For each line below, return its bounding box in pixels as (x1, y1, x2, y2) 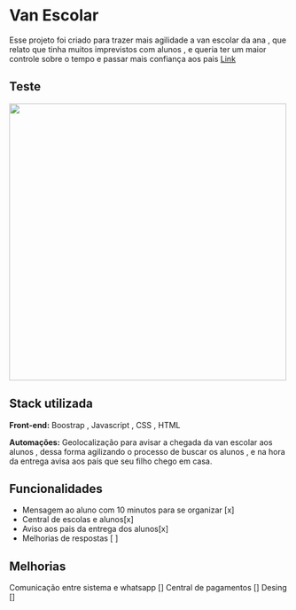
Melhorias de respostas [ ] (21, 533, 119, 544)
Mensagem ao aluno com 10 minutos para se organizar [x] (21, 504, 235, 515)
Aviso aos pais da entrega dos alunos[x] (21, 524, 169, 535)
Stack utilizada (9, 396, 93, 411)
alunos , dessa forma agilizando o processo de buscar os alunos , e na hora (9, 446, 285, 457)
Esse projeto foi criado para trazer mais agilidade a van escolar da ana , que (9, 35, 286, 45)
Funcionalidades (9, 481, 104, 497)
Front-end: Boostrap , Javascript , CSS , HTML (9, 419, 181, 430)
